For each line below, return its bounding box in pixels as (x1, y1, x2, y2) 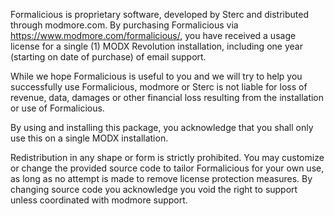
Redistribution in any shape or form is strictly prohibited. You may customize (10, 152, 325, 163)
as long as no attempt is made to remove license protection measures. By (10, 173, 313, 184)
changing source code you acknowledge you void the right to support (10, 184, 298, 195)
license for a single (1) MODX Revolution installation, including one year (10, 40, 303, 52)
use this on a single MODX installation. (10, 132, 169, 144)
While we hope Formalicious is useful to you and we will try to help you (10, 70, 303, 82)
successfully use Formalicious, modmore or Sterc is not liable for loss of (10, 81, 308, 93)
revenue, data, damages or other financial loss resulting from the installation (10, 92, 325, 103)
